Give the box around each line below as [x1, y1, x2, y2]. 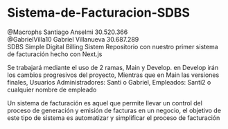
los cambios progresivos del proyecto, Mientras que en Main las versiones [7, 71, 220, 79]
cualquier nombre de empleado [7, 85, 97, 94]
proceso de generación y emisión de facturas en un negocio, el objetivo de [7, 106, 222, 114]
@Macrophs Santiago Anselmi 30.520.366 [7, 28, 128, 36]
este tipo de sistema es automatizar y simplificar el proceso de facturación [7, 113, 220, 122]
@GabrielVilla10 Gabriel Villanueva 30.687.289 [7, 35, 139, 43]
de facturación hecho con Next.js [7, 50, 103, 58]
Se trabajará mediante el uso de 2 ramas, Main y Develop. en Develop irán [7, 63, 219, 71]
